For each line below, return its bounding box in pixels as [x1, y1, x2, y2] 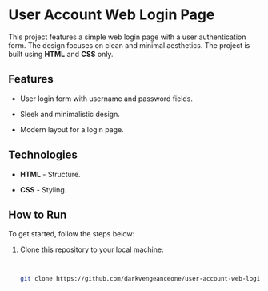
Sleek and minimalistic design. [19, 109, 120, 119]
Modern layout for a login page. [19, 124, 124, 134]
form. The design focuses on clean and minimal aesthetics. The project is [8, 40, 250, 50]
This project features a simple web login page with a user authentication [8, 32, 246, 42]
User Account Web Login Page [8, 6, 215, 24]
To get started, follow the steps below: [8, 229, 135, 239]
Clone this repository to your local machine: [19, 245, 164, 254]
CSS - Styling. [19, 184, 67, 194]
